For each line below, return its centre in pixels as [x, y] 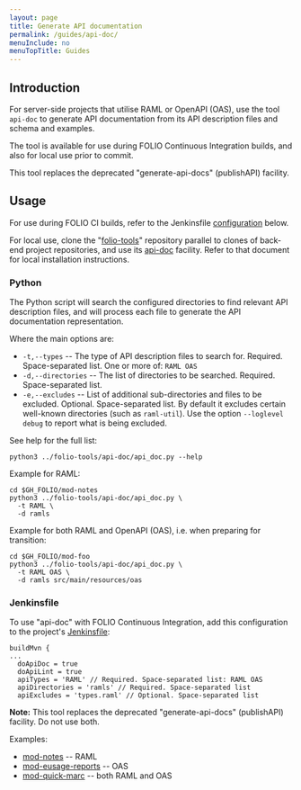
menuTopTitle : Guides [50, 51]
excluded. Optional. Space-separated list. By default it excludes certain [154, 404]
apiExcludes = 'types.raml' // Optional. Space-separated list [138, 696]
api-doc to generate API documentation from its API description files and [144, 119]
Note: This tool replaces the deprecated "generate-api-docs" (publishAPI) [147, 713]
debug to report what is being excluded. [95, 423]
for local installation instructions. [70, 259]
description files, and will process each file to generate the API [125, 312]
